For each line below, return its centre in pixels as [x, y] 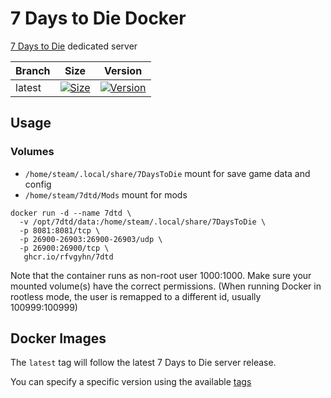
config [38, 184]
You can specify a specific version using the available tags [131, 382]
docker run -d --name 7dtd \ [71, 213]
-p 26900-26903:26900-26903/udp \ [91, 239]
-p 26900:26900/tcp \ [64, 248]
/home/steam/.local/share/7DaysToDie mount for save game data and [167, 173]
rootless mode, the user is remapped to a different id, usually [136, 296]
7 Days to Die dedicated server [74, 46]
